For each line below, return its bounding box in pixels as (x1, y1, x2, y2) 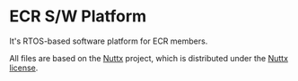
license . (9, 62, 39, 73)
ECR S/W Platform (9, 6, 147, 27)
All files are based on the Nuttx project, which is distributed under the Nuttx (9, 53, 289, 63)
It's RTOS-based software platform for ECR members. (9, 36, 208, 46)
